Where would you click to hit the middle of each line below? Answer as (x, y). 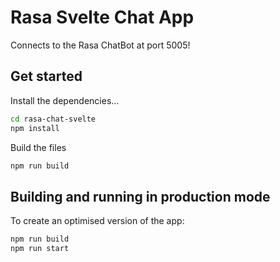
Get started (46, 76)
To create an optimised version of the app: (97, 221)
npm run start (40, 249)
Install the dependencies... (65, 100)
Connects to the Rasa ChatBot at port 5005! (100, 45)
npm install (35, 128)
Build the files (38, 147)
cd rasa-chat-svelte (53, 119)
